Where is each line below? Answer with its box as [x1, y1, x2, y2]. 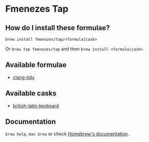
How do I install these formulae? [5, 23, 110, 32]
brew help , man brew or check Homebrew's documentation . [5, 131, 130, 137]
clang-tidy [12, 74, 35, 80]
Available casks [5, 89, 57, 98]
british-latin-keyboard [12, 103, 59, 109]
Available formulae [5, 61, 67, 69]
